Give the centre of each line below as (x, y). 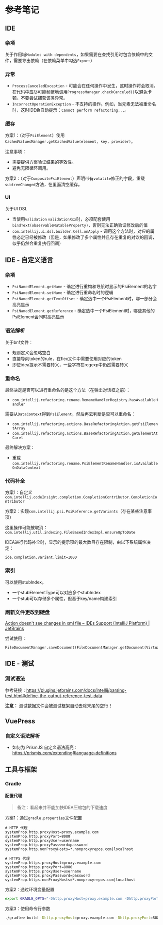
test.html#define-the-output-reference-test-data (54, 696)
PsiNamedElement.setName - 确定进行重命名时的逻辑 (63, 292)
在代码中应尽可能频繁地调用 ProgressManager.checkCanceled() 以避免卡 (82, 92)
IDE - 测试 (20, 664)
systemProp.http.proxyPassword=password (47, 845)
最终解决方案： (20, 447)
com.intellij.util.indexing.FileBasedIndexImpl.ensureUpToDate (70, 532)
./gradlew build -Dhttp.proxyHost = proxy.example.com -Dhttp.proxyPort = (79, 918)
